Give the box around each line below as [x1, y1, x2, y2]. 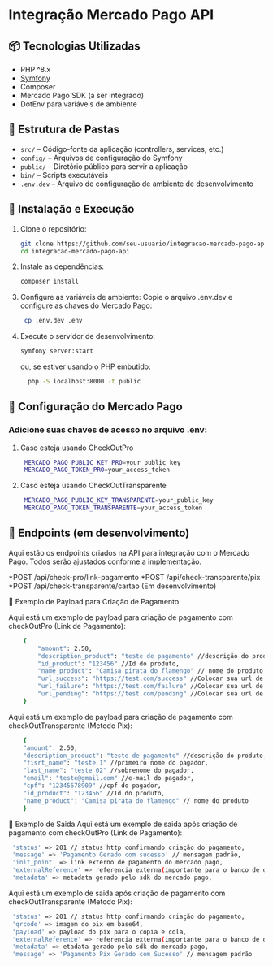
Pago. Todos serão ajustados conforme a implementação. [8, 557, 202, 566]
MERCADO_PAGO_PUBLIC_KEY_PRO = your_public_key [24, 458, 181, 466]
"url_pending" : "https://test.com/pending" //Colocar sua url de [37, 690, 264, 698]
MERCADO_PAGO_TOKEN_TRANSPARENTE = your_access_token [24, 504, 203, 513]
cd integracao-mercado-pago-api [19, 247, 130, 255]
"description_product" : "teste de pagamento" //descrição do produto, [23, 752, 267, 760]
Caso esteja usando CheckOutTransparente [19, 481, 167, 491]
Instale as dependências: [19, 262, 104, 271]
